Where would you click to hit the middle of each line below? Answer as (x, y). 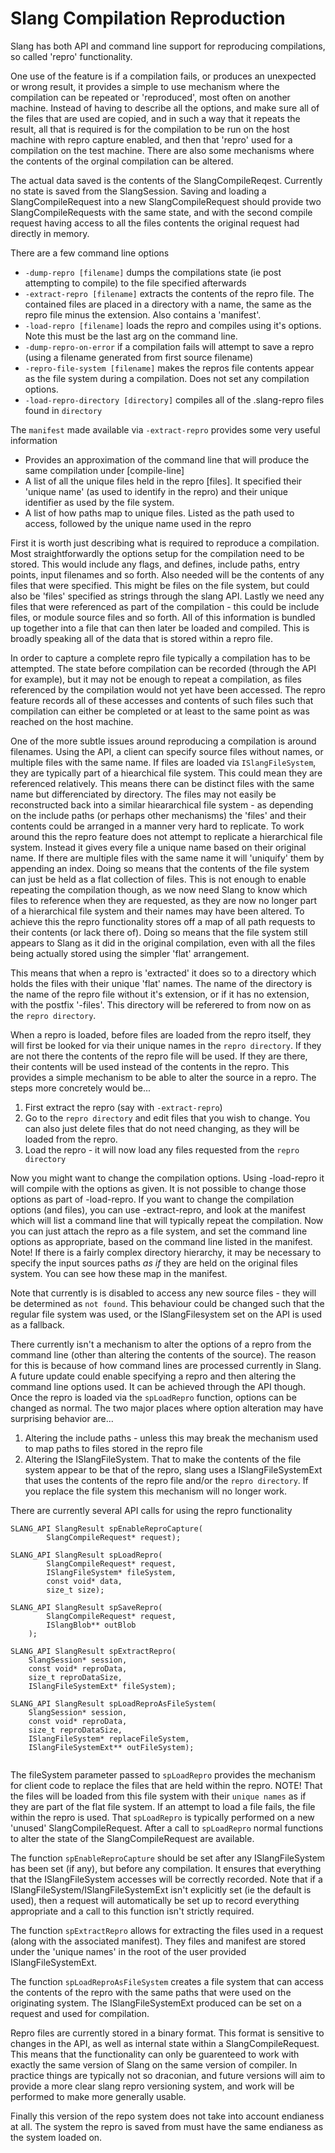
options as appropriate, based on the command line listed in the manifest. (161, 1241)
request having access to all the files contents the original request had (155, 223)
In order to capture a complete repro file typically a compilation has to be (160, 658)
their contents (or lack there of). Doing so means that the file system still (159, 932)
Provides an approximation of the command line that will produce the (167, 459)
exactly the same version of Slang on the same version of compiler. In (154, 2064)
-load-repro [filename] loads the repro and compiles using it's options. (173, 325)
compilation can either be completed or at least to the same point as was (160, 711)
